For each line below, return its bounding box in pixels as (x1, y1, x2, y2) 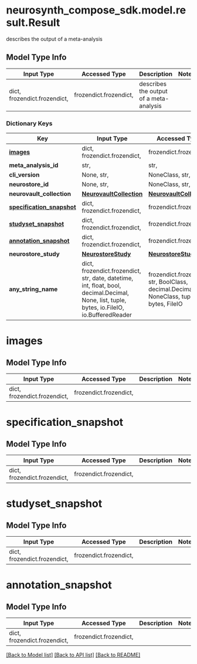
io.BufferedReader (81, 311, 132, 319)
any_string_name (9, 285, 58, 293)
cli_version (9, 171, 40, 179)
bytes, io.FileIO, (81, 303, 124, 311)
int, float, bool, (81, 282, 121, 290)
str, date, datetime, (81, 274, 134, 282)
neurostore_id (9, 180, 49, 188)
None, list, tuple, (81, 296, 127, 304)
